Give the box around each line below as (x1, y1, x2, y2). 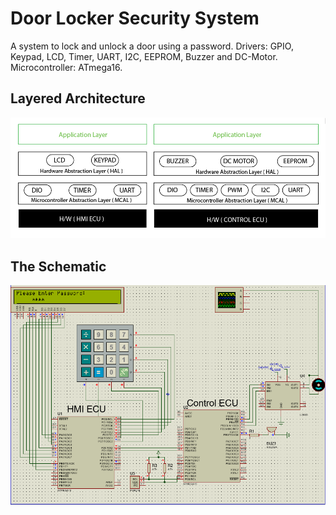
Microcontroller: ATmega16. (10, 61, 123, 73)
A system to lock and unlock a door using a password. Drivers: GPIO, (10, 40, 294, 52)
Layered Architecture (10, 90, 146, 107)
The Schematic (10, 258, 107, 275)
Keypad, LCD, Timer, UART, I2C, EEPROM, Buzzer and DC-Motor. (10, 50, 278, 62)
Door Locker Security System (10, 7, 260, 30)
